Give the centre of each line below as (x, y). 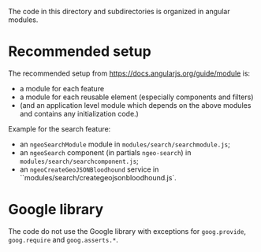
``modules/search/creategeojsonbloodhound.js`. (98, 177)
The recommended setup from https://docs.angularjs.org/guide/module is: (129, 73)
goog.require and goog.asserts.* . (63, 239)
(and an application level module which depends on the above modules (135, 105)
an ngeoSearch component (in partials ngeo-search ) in (105, 152)
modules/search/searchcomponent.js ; (79, 161)
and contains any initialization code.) (79, 113)
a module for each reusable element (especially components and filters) (136, 97)
